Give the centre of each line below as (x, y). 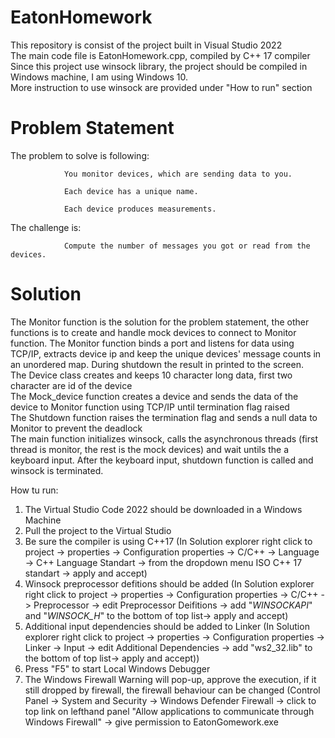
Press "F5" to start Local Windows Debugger (117, 668)
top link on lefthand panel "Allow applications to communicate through (169, 711)
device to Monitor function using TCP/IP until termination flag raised (150, 407)
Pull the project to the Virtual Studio (98, 530)
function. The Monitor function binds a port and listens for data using (152, 343)
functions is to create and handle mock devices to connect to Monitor (153, 332)
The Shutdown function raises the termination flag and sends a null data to (164, 417)
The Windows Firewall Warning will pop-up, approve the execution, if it (170, 679)
